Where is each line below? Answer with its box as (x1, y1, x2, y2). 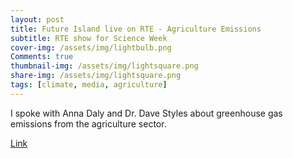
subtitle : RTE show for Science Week (10, 33, 168, 43)
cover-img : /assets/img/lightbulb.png (10, 42, 172, 53)
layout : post (10, 14, 65, 25)
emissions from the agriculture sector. (10, 117, 167, 130)
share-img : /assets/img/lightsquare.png (10, 71, 182, 81)
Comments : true (10, 52, 74, 62)
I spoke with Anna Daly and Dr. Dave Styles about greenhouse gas (10, 107, 283, 119)
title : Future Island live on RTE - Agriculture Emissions (10, 24, 262, 34)
